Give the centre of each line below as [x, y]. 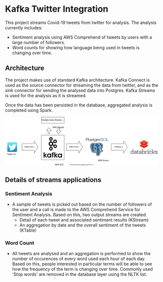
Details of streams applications [53, 180]
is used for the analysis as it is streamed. [46, 95]
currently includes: [24, 27]
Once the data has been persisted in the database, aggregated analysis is [79, 105]
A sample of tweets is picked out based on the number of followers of [82, 204]
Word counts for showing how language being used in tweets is [76, 47]
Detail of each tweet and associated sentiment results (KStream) [84, 220]
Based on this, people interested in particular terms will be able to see [82, 264]
